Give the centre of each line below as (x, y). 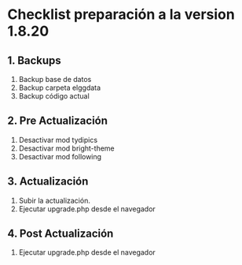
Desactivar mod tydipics (58, 140)
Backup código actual (54, 96)
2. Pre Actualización (57, 121)
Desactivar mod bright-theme (66, 148)
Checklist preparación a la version (121, 15)
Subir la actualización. (55, 200)
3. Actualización (48, 182)
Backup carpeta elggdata (60, 88)
